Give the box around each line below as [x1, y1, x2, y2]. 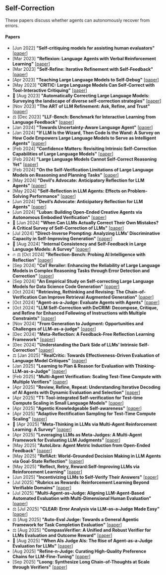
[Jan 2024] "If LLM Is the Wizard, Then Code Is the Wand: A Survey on [12, 130, 160, 136]
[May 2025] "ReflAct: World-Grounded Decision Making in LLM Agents [12, 453, 161, 459]
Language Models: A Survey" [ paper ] [12, 246, 91, 252]
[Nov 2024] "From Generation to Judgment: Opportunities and [12, 321, 144, 327]
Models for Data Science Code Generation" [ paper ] [12, 284, 120, 289]
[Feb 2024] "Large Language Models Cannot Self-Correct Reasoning [12, 156, 157, 162]
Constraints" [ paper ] [12, 315, 56, 321]
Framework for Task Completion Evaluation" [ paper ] [12, 522, 122, 528]
